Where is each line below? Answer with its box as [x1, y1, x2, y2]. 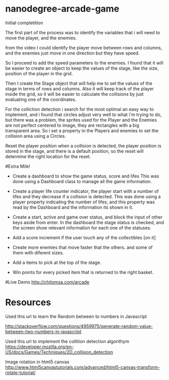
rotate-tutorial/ [5, 369, 36, 375]
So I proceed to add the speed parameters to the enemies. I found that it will [5, 60, 163, 66]
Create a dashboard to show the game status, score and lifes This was [12, 173, 159, 179]
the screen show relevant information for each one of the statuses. [12, 225, 151, 231]
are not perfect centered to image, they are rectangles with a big [5, 122, 140, 128]
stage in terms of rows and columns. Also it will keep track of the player [5, 85, 154, 91]
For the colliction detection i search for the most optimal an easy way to [5, 106, 154, 112]
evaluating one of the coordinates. [5, 96, 77, 102]
